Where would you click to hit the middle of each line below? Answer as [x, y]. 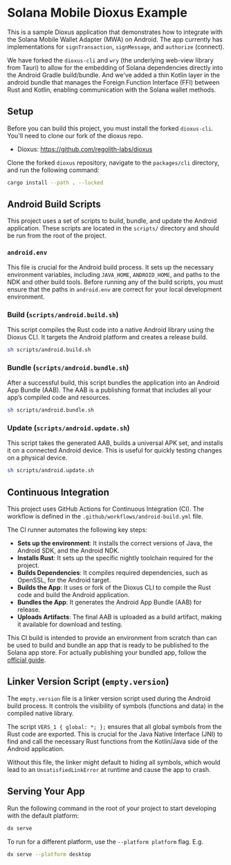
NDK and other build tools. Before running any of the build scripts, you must [115, 282]
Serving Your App [46, 792]
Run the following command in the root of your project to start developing [112, 808]
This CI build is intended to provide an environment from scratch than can [112, 638]
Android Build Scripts [54, 204]
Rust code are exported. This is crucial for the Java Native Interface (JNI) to [115, 734]
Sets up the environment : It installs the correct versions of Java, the [115, 544]
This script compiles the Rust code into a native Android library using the [111, 330]
